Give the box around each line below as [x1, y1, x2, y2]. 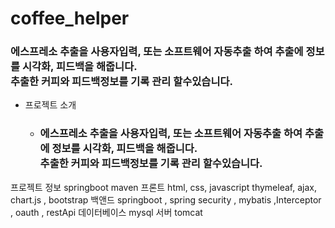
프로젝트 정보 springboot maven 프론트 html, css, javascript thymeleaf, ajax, [10, 181, 317, 193]
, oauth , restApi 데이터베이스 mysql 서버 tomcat [10, 206, 203, 218]
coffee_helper [10, 7, 130, 30]
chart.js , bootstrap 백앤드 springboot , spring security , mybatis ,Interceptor [10, 193, 322, 206]
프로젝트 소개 [24, 99, 77, 111]
